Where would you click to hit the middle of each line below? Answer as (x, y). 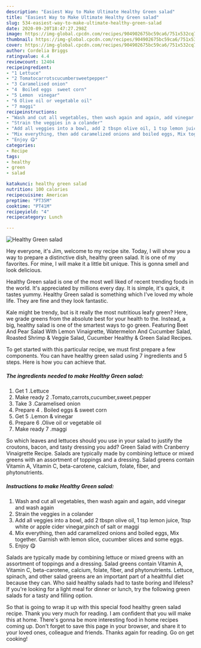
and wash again (34, 508)
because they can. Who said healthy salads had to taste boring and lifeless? (100, 583)
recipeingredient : (29, 67)
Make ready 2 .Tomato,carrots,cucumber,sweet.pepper (83, 397)
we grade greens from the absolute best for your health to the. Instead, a (96, 319)
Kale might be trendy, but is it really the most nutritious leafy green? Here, (97, 312)
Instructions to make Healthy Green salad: (60, 486)
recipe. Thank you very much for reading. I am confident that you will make (99, 613)
